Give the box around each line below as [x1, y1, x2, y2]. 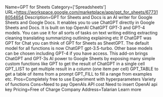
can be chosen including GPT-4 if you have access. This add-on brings [5, 50, 148, 56]
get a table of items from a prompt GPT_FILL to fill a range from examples [5, 71, 152, 77]
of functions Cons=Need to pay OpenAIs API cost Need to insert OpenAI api [5, 81, 158, 87]
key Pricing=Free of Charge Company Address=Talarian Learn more [5, 87, 142, 92]
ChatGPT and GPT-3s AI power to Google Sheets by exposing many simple [5, 56, 155, 61]
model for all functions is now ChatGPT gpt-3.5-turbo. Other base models [5, 46, 153, 51]
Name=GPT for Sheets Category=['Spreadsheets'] [5, 4, 106, 10]
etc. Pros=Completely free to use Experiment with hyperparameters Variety [5, 76, 156, 82]
